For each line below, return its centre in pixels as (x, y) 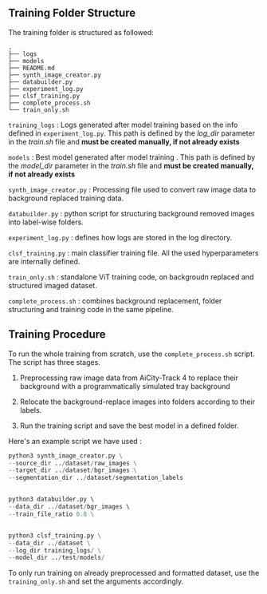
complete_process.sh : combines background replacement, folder (115, 301)
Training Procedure (57, 335)
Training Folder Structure (72, 13)
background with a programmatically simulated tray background (125, 386)
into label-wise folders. (46, 222)
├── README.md (32, 68)
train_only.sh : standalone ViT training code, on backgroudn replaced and (131, 277)
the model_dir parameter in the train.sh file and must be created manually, (131, 165)
